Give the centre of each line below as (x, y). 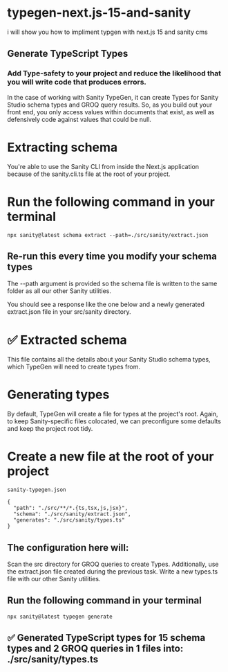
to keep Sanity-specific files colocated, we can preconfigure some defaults (114, 421)
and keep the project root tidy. (50, 429)
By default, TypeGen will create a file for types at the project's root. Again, (113, 414)
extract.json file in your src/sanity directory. (69, 312)
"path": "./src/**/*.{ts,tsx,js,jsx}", (71, 508)
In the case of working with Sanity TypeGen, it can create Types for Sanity (113, 97)
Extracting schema (63, 147)
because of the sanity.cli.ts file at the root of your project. (89, 174)
